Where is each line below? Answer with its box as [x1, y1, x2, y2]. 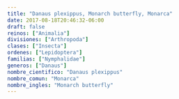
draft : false [7, 23, 45, 30]
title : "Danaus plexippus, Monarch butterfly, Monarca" [7, 10, 173, 17]
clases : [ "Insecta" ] [7, 43, 68, 49]
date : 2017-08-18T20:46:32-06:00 [7, 17, 104, 24]
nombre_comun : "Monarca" [7, 75, 79, 82]
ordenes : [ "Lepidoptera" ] [7, 49, 82, 56]
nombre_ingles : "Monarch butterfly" [7, 82, 114, 89]
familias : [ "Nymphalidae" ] [7, 56, 86, 63]
